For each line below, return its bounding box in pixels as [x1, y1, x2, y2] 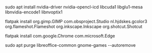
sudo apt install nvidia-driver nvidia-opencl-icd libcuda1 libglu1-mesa [5, 4, 143, 10]
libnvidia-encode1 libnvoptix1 [5, 9, 63, 15]
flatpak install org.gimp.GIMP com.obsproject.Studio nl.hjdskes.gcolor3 [5, 19, 147, 24]
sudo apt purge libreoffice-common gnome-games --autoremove [5, 42, 136, 48]
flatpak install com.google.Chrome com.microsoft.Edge [5, 33, 116, 39]
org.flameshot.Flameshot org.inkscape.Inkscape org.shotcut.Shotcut [5, 24, 142, 29]
